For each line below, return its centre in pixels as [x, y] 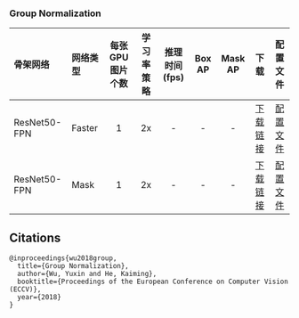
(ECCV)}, [25, 289]
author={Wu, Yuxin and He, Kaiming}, [87, 274]
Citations [35, 237]
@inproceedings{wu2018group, [63, 258]
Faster [85, 128]
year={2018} [40, 298]
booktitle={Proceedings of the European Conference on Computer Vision [153, 282]
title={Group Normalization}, [73, 266]
